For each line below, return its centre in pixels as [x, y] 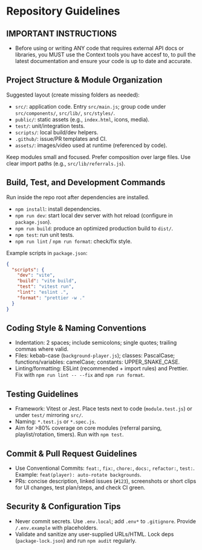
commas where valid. [41, 349]
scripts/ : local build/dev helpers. [57, 132]
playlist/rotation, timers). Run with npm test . [69, 435]
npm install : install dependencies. [58, 209]
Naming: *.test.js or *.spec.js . [56, 422]
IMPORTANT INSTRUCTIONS [61, 34]
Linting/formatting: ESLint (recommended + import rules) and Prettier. [102, 368]
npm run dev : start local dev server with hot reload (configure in [94, 215]
